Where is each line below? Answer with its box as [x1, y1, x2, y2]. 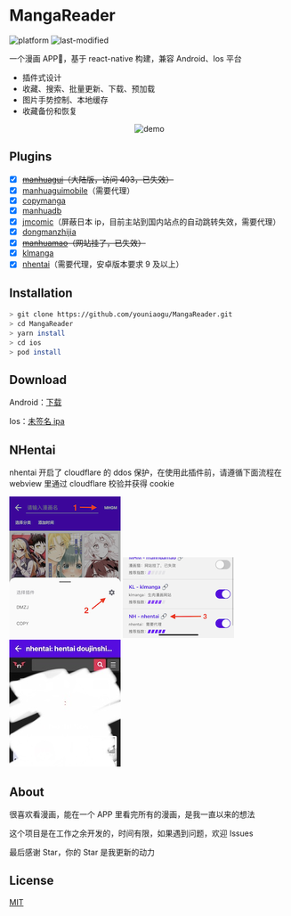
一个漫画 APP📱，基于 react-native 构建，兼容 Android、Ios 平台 [9, 53, 242, 63]
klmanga [21, 248, 54, 258]
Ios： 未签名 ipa [9, 416, 65, 427]
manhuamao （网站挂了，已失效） [21, 238, 147, 249]
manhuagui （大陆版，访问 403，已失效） [21, 174, 174, 184]
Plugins [9, 149, 53, 165]
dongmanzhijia [21, 226, 77, 237]
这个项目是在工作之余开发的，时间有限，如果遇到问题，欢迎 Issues [9, 828, 254, 838]
